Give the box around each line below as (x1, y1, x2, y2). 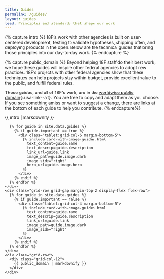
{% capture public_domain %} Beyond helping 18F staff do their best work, (5, 59, 156, 65)
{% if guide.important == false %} (14, 197, 87, 202)
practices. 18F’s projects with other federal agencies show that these (5, 70, 144, 76)
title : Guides (5, 7, 34, 12)
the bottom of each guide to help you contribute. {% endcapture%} (5, 105, 141, 111)
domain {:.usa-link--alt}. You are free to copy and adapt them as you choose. (5, 95, 159, 101)
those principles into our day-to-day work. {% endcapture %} (5, 50, 129, 56)
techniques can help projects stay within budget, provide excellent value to (5, 75, 157, 81)
